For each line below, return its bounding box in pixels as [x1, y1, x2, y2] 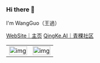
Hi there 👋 [6, 5, 36, 14]
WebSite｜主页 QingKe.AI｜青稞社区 [6, 32, 94, 39]
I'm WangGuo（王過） [6, 20, 60, 27]
